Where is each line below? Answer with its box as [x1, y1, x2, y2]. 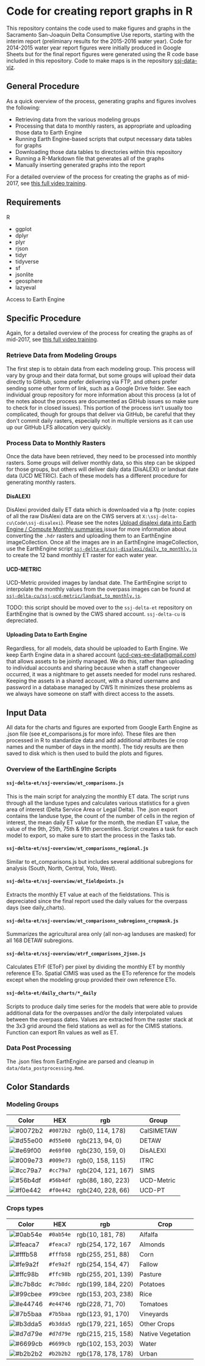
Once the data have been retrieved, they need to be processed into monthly [6, 452, 197, 459]
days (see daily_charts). [6, 904, 66, 911]
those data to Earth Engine [15, 128, 82, 136]
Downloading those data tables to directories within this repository [15, 148, 182, 155]
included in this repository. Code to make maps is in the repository [6, 57, 173, 64]
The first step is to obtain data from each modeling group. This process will [6, 365, 195, 372]
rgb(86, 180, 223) [77, 1176, 130, 1185]
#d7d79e [48, 1330, 71, 1337]
